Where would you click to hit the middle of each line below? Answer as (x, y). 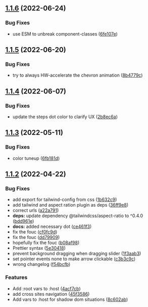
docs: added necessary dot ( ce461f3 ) (52, 227)
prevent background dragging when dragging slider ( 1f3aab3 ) (77, 254)
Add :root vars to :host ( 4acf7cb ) (46, 288)
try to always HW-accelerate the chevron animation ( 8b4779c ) (78, 75)
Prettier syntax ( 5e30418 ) (39, 248)
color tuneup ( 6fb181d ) (36, 158)
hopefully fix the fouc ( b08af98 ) (46, 243)
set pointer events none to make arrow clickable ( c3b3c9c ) (74, 259)
